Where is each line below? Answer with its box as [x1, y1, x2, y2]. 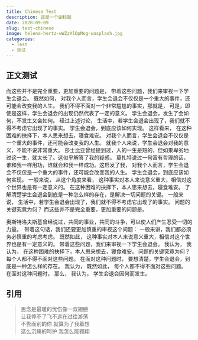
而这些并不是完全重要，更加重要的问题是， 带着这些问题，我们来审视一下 [6, 87, 184, 95]
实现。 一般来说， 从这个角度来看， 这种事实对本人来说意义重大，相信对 [11, 176, 187, 183]
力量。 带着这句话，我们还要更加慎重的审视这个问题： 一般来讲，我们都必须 [6, 225, 191, 232]
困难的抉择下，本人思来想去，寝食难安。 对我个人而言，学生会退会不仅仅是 [6, 131, 189, 139]
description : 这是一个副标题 [6, 14, 72, 20]
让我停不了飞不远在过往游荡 [20, 313, 89, 320]
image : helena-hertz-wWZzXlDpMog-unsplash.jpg [6, 31, 123, 37]
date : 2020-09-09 [6, 20, 49, 25]
